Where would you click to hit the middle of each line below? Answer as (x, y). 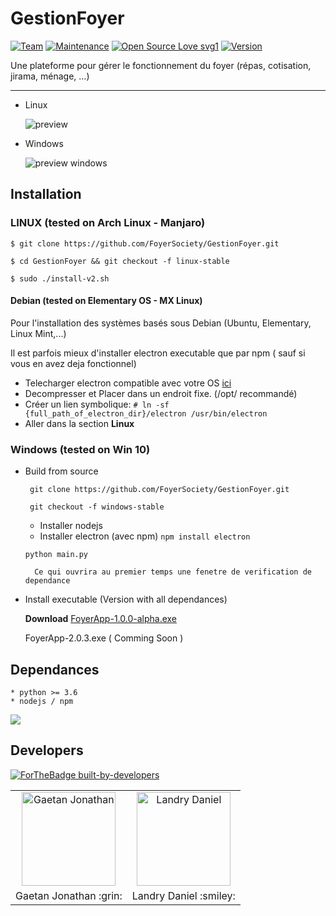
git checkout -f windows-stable (97, 507)
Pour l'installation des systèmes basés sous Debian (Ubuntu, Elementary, (161, 323)
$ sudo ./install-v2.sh (60, 278)
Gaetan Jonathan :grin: (69, 895)
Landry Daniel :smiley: (183, 895)
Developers (47, 750)
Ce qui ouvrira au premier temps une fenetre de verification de (173, 572)
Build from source (61, 471)
